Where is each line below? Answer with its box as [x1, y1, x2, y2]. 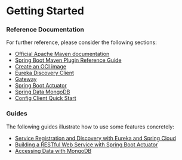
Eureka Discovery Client [14, 70, 75, 77]
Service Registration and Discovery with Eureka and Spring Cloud [14, 134, 176, 142]
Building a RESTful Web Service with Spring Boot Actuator [14, 141, 158, 148]
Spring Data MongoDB [14, 88, 70, 96]
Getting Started [6, 4, 85, 18]
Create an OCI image [14, 63, 67, 70]
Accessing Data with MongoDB [14, 147, 92, 154]
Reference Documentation [6, 26, 85, 34]
